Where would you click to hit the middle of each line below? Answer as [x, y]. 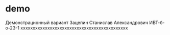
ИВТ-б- [157, 22]
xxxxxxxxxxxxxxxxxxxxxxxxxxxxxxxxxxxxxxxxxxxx [74, 27]
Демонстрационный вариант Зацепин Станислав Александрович [77, 22]
